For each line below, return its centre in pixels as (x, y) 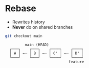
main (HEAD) (37, 45)
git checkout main (24, 36)
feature (76, 62)
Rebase (21, 8)
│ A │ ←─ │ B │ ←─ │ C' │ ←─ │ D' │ (47, 53)
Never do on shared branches (43, 27)
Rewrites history (28, 22)
